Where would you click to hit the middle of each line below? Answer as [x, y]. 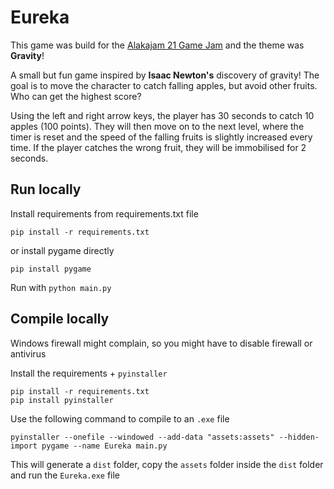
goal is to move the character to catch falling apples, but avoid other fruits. [164, 85]
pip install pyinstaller [62, 400]
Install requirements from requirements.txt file [104, 213]
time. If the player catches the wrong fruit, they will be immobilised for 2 [158, 147]
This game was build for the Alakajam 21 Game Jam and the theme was [157, 45]
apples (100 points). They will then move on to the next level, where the [157, 126]
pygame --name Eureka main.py [104, 446]
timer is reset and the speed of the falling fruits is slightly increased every [161, 137]
